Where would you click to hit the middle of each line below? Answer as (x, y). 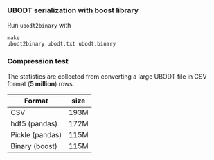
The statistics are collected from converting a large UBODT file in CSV (107, 76)
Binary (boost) (34, 146)
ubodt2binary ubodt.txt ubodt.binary (62, 44)
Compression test (38, 61)
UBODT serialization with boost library (73, 10)
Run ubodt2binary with (39, 26)
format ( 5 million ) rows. (41, 83)
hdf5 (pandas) (34, 123)
